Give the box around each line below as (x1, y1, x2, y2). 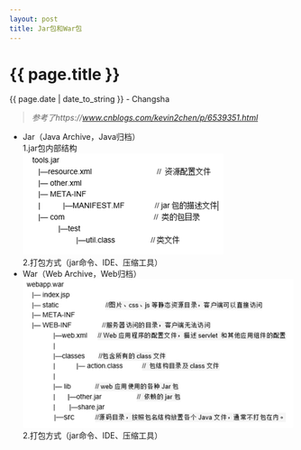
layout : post (9, 14, 59, 23)
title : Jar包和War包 (9, 23, 83, 33)
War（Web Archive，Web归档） (22, 269, 141, 280)
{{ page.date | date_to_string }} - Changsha (9, 94, 170, 105)
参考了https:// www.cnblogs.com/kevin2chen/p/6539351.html (31, 113, 259, 124)
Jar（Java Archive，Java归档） (22, 132, 141, 142)
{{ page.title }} (9, 64, 121, 85)
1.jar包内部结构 (22, 142, 78, 153)
